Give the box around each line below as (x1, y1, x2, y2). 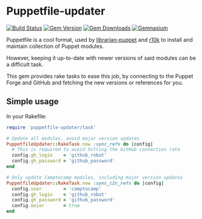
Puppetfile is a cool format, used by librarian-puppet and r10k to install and (6, 36, 193, 43)
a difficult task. (6, 61, 44, 68)
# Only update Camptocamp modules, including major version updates (6, 174, 183, 180)
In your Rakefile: (6, 112, 47, 120)
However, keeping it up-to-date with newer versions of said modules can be (6, 54, 196, 61)
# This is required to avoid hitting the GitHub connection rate (12, 147, 181, 153)
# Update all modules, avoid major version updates (6, 135, 140, 141)
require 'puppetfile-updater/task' (6, 124, 96, 130)
